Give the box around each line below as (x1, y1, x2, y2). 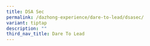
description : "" (6, 25, 47, 32)
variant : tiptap (6, 20, 47, 26)
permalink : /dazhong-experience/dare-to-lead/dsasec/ (6, 14, 145, 20)
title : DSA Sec (6, 8, 45, 15)
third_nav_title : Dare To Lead (6, 31, 85, 37)
